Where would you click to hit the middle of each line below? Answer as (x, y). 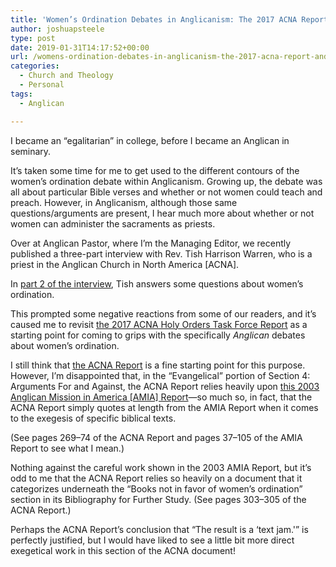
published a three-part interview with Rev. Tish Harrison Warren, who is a (161, 253)
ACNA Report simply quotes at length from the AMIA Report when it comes (164, 407)
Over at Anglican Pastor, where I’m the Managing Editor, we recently (151, 243)
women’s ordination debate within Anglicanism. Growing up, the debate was (166, 181)
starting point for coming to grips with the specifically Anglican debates (158, 335)
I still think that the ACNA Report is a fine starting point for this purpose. (158, 365)
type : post (33, 38)
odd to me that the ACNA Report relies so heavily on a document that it (156, 478)
